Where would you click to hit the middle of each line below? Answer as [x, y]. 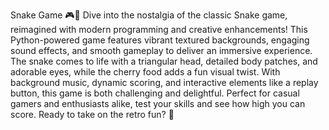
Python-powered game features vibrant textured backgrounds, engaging [160, 40]
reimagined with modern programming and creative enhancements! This [159, 29]
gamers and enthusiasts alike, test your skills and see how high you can [158, 103]
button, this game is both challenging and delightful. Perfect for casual [155, 93]
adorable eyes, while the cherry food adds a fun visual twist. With [145, 72]
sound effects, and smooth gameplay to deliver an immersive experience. [161, 50]
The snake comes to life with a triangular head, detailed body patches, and [164, 61]
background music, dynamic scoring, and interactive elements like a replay [164, 82]
